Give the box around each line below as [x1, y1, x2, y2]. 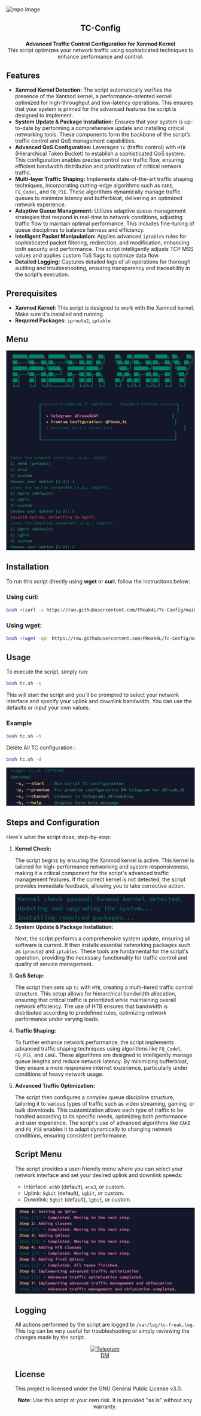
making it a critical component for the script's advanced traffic [14, 869, 169, 876]
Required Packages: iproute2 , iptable [14, 317, 111, 324]
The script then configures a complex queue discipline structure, [14, 1094, 175, 1101]
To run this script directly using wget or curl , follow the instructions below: [6, 577, 190, 585]
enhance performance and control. [57, 53, 144, 60]
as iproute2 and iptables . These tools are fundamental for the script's [14, 948, 188, 955]
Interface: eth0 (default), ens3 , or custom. [23, 1183, 126, 1190]
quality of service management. [14, 961, 94, 967]
